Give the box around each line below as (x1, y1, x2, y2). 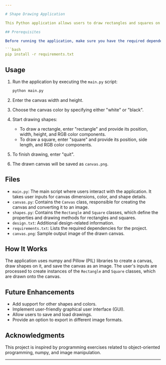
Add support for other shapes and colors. (12, 301, 97, 307)
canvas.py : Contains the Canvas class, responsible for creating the (12, 199, 146, 205)
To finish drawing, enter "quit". (12, 151, 75, 157)
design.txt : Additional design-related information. (12, 220, 115, 226)
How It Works (5, 245, 48, 253)
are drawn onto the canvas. (5, 274, 61, 279)
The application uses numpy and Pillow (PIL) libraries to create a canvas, (5, 258, 153, 264)
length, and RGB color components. (19, 141, 92, 147)
